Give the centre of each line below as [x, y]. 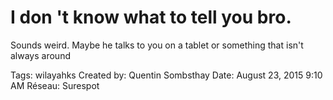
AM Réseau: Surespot [55, 85]
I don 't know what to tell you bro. [151, 17]
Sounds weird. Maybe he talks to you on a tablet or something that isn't [157, 45]
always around [40, 55]
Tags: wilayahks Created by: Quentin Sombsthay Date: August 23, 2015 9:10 [166, 75]
